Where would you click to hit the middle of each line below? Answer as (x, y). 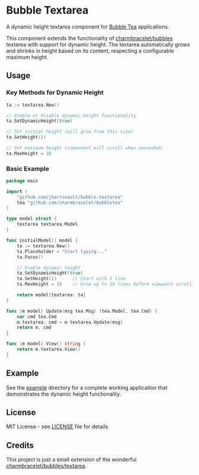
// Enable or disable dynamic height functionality (71, 115)
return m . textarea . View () (49, 349)
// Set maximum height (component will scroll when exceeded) (84, 148)
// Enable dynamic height (49, 268)
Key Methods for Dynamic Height (55, 92)
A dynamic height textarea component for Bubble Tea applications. (88, 27)
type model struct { (32, 219)
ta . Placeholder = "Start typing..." (62, 251)
